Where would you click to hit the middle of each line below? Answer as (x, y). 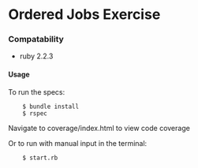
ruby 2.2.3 (36, 56)
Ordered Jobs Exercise (84, 15)
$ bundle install (51, 106)
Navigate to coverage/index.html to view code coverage (99, 128)
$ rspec (35, 113)
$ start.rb (40, 158)
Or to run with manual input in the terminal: (78, 143)
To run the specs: (37, 91)
